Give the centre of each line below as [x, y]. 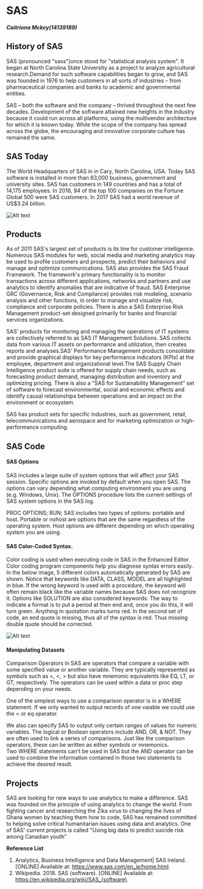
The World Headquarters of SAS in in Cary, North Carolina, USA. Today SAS [101, 171]
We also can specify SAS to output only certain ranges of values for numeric [102, 726]
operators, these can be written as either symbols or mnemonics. [88, 745]
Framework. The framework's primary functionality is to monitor [86, 274]
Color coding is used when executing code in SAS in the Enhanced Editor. [98, 560]
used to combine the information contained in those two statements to [94, 758]
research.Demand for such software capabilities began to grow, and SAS [97, 74]
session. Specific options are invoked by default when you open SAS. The [98, 482]
